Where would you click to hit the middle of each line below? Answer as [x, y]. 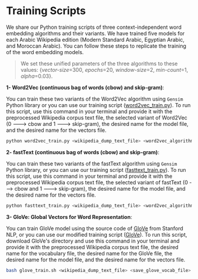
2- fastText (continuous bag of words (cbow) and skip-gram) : [83, 152]
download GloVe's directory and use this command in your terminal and [93, 241]
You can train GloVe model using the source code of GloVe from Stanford [95, 228]
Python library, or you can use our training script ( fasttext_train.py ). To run [96, 170]
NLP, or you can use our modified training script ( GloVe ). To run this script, [97, 234]
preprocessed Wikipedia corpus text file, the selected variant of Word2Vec [97, 117]
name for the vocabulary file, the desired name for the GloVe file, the [89, 253]
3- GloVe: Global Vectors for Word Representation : [69, 217]
